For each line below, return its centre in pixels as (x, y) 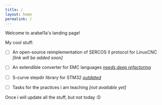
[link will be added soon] (37, 58)
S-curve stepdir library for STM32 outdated (57, 77)
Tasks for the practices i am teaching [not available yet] (69, 87)
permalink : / (19, 19)
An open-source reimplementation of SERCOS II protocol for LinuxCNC (85, 52)
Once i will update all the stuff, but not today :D (53, 97)
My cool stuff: (19, 43)
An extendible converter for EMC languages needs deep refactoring (81, 67)
